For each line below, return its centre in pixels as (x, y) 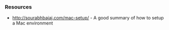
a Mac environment (32, 23)
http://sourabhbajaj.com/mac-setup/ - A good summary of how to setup (88, 18)
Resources (18, 7)
